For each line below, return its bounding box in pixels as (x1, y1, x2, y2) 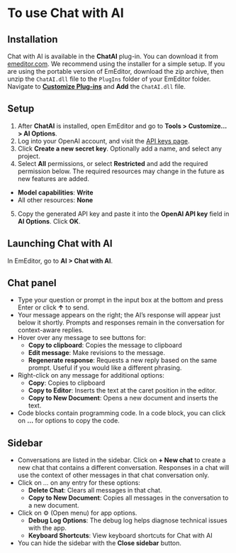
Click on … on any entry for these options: (17, 478, 140, 487)
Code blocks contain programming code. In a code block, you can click (17, 409, 226, 417)
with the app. (28, 524, 67, 532)
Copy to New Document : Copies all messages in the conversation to (28, 493, 229, 502)
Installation (7, 33, 58, 45)
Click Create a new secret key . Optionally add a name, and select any (17, 144, 222, 153)
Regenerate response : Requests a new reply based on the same (28, 356, 218, 365)
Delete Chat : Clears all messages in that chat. (28, 486, 162, 495)
